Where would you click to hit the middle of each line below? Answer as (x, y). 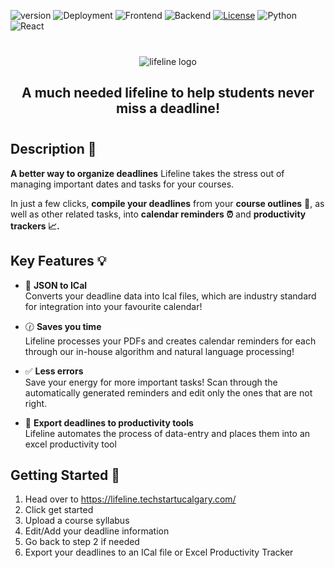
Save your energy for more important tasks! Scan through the (151, 382)
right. (36, 403)
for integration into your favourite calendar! (113, 306)
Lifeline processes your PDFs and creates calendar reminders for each (170, 341)
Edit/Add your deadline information (97, 531)
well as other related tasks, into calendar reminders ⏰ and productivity (158, 214)
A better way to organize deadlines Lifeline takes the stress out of (147, 173)
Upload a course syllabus (77, 521)
